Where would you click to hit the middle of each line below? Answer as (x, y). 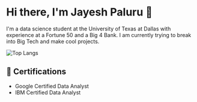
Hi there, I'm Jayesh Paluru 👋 (80, 12)
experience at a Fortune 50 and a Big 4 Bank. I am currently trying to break (99, 35)
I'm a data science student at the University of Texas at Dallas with (89, 29)
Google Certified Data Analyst (52, 86)
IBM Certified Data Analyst (48, 92)
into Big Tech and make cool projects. (53, 41)
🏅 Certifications (36, 72)
